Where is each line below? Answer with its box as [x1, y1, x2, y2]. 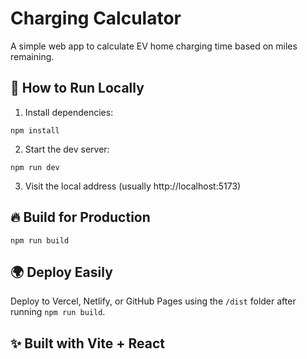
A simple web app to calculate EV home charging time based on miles [10, 40, 298, 52]
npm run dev [10, 162, 60, 172]
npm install [10, 125, 60, 136]
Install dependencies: [24, 106, 114, 118]
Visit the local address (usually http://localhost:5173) [24, 180, 242, 192]
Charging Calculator [10, 7, 182, 30]
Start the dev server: [24, 143, 110, 155]
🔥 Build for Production [10, 209, 151, 226]
